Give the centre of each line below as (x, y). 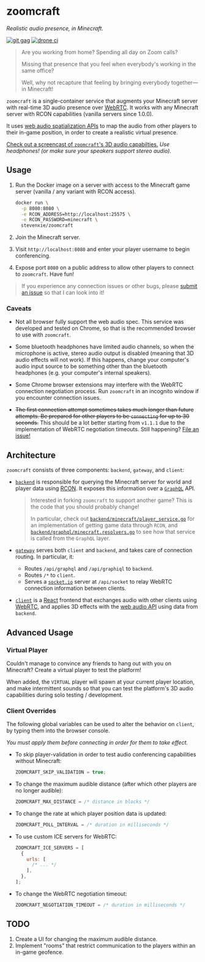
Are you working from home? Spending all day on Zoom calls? (99, 52)
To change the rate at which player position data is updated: (91, 813)
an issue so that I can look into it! (63, 292)
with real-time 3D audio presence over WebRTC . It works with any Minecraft (102, 107)
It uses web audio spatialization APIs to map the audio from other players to (102, 126)
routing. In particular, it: (45, 557)
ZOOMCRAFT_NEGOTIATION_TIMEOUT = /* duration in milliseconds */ (100, 905)
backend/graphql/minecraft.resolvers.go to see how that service (113, 532)
